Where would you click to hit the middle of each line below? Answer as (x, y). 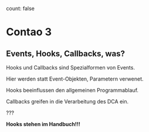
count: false (21, 8)
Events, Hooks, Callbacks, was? (65, 53)
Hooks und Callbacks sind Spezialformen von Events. (70, 67)
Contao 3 (29, 32)
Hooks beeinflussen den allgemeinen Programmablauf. (72, 90)
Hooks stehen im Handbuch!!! (43, 124)
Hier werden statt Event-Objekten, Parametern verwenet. (75, 79)
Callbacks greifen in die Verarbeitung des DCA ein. (67, 101)
